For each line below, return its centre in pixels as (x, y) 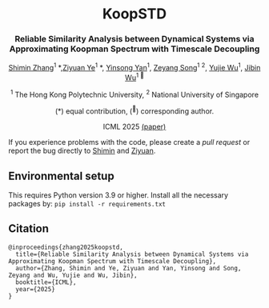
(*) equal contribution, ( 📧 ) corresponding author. (134, 110)
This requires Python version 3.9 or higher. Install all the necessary (118, 195)
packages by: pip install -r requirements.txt (87, 203)
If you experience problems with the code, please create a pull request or (129, 142)
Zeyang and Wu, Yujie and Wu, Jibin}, (73, 275)
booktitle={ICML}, (46, 282)
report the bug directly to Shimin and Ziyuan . (82, 151)
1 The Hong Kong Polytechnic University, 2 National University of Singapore (134, 94)
